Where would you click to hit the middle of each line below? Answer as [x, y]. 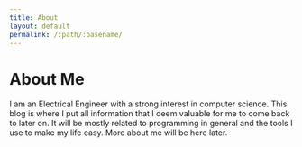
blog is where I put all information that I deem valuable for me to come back [150, 114]
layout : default [40, 26]
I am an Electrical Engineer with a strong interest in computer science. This [148, 104]
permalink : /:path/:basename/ [66, 34]
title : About [34, 18]
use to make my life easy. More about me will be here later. [119, 133]
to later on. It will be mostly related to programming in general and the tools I [151, 124]
